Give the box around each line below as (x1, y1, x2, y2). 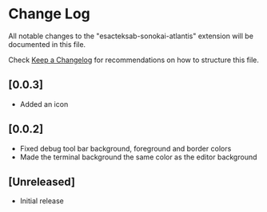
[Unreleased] (8, 175, 76, 188)
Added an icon (19, 99, 69, 108)
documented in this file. (8, 39, 86, 49)
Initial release (19, 196, 64, 206)
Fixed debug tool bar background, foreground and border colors (19, 143, 232, 153)
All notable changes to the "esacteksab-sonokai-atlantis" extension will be (8, 31, 254, 41)
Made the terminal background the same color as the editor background (19, 152, 257, 162)
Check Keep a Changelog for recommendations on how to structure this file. (8, 55, 260, 65)
